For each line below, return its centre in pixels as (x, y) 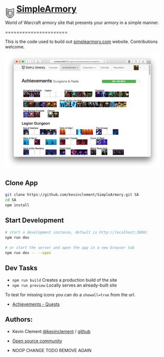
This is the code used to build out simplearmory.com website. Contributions (82, 41)
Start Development (35, 221)
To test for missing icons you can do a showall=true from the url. (70, 294)
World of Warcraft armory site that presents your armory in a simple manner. (82, 23)
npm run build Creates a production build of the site (65, 280)
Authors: (19, 320)
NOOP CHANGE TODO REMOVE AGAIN (52, 350)
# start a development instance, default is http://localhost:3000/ (76, 232)
